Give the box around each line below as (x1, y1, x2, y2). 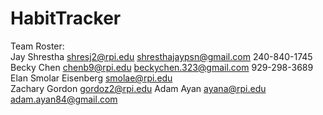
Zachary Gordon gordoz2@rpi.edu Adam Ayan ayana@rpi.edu (10, 82, 267, 94)
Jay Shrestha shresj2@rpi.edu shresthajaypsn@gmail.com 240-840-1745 (10, 50, 313, 62)
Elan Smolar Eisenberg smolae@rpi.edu (10, 72, 173, 84)
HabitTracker (10, 7, 122, 30)
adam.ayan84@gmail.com (10, 93, 118, 105)
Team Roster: (10, 40, 65, 52)
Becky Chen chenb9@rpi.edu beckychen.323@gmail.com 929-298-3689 (10, 61, 314, 73)
